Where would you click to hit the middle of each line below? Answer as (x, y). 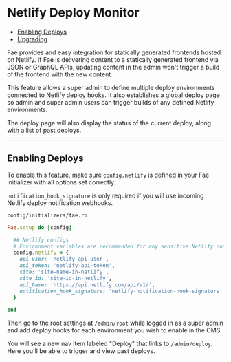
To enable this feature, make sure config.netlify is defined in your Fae (108, 175)
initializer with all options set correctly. (62, 182)
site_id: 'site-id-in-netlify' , (66, 278)
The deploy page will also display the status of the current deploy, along (109, 123)
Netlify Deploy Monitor (73, 13)
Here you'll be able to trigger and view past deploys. (81, 351)
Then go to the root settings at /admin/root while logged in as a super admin (115, 323)
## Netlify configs (41, 240)
